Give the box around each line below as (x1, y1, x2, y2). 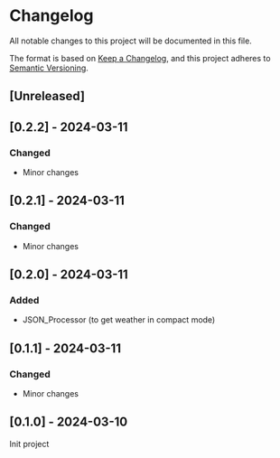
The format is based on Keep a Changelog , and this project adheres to (9, 52, 271, 63)
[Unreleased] (9, 89, 86, 104)
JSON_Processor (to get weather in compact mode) (22, 314, 216, 325)
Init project (9, 438, 50, 449)
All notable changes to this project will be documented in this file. (9, 35, 253, 46)
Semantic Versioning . (9, 62, 89, 73)
